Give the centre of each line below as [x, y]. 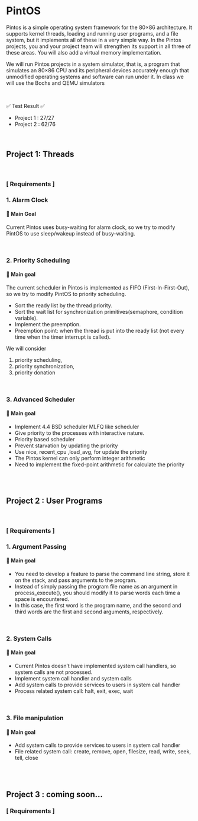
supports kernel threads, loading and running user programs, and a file [92, 33]
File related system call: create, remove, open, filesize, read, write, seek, [103, 752]
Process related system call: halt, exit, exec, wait [74, 691]
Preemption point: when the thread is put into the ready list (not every [99, 330]
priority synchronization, [45, 366]
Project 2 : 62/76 [35, 124]
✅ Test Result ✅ [26, 106]
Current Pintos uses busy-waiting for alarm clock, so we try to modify [91, 227]
